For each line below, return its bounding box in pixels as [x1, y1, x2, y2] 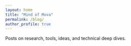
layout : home [5, 7, 33, 13]
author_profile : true [5, 21, 51, 27]
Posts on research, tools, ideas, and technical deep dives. [5, 35, 126, 41]
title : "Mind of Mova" [5, 12, 53, 17]
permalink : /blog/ [5, 17, 44, 22]
